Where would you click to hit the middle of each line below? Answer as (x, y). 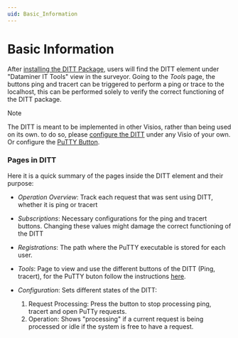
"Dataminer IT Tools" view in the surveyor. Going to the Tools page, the (111, 76)
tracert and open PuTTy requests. (77, 311)
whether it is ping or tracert (58, 204)
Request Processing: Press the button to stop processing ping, (120, 304)
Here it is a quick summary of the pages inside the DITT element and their (115, 176)
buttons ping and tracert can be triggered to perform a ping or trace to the (116, 84)
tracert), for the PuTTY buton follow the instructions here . (102, 276)
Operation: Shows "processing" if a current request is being (116, 319)
